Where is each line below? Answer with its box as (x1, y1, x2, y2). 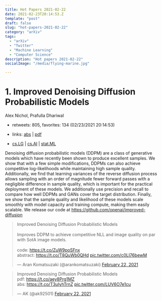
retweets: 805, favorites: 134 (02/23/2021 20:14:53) (12, 122, 115, 128)
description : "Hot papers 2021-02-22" (5, 57, 83, 62)
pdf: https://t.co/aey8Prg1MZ (16, 276, 75, 282)
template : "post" (5, 16, 40, 21)
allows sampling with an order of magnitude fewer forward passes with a (5, 176, 150, 182)
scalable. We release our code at (5, 207, 71, 213)
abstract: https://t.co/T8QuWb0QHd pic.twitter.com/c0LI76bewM (16, 253, 147, 258)
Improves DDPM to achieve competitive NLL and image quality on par (16, 232, 156, 238)
